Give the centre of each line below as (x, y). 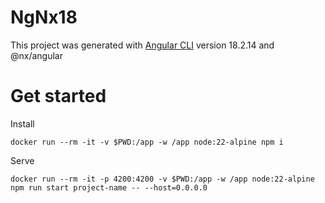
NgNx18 (44, 17)
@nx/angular (36, 55)
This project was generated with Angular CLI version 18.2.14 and (142, 45)
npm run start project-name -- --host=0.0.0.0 (109, 187)
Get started (58, 96)
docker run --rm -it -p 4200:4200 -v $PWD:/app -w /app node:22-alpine (162, 179)
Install (22, 123)
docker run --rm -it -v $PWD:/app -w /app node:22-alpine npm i (147, 142)
